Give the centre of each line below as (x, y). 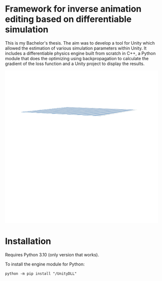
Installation (28, 241)
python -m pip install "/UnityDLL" (41, 273)
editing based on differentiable (68, 19)
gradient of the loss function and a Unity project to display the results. (75, 64)
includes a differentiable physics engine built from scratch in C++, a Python (81, 53)
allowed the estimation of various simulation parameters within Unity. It (76, 48)
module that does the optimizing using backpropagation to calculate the (77, 58)
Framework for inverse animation (73, 9)
